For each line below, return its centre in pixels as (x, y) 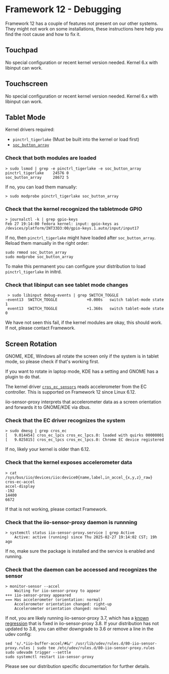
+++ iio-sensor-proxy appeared (38, 595)
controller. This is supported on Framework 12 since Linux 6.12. (71, 392)
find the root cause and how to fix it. (43, 34)
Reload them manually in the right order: (47, 243)
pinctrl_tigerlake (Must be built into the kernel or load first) (76, 139)
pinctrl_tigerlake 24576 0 (37, 173)
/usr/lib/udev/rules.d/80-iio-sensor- (116, 644)
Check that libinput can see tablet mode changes (67, 284)
